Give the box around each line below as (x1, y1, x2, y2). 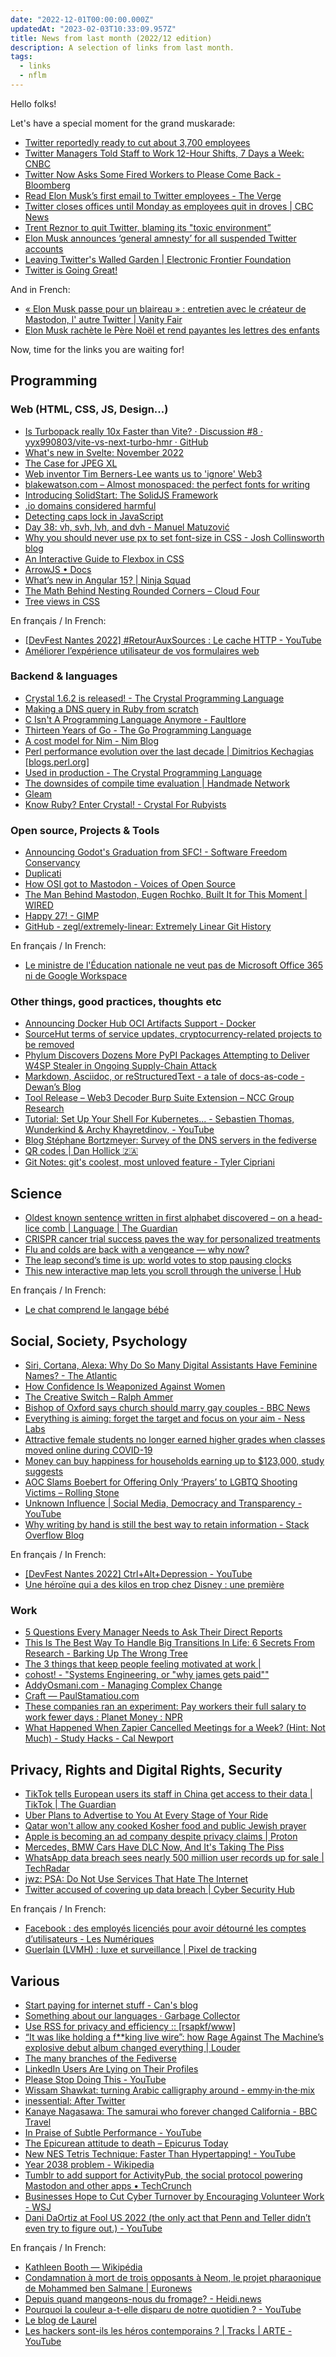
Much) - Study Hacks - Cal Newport (24, 1732, 174, 1745)
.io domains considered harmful (24, 499, 157, 511)
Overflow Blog (24, 1529, 85, 1541)
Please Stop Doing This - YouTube (24, 2074, 167, 2085)
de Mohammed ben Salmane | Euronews (24, 2282, 193, 2294)
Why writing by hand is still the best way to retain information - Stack (24, 1519, 310, 1531)
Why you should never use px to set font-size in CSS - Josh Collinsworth (24, 531, 325, 543)
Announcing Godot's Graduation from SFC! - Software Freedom (24, 846, 288, 858)
